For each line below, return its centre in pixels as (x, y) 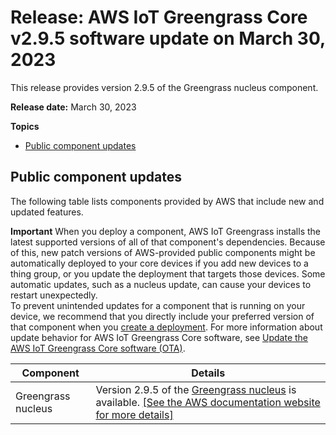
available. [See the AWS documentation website (208, 402)
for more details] (134, 414)
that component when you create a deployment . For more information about (166, 327)
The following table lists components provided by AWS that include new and (167, 201)
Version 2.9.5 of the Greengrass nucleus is (196, 389)
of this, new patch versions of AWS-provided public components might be (163, 252)
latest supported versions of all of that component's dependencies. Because (168, 242)
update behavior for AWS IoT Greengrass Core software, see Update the (159, 337)
